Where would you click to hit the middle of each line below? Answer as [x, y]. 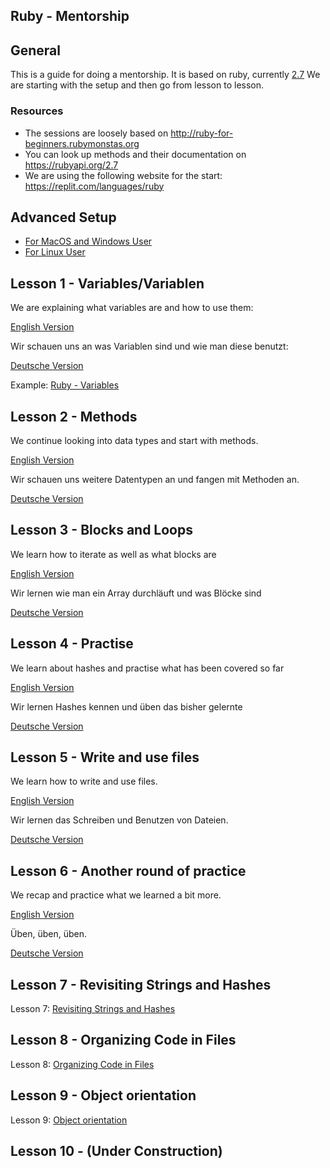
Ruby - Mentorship [70, 16]
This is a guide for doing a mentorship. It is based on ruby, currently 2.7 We [165, 75]
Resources [37, 111]
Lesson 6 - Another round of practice [128, 870]
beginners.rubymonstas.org [82, 143]
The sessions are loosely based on [96, 133]
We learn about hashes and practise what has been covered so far [147, 668]
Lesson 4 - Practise [72, 644]
